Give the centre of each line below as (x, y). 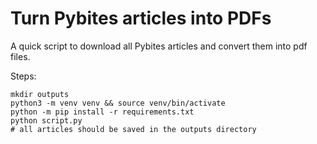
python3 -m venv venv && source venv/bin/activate (118, 103)
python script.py (46, 120)
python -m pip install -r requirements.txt (102, 112)
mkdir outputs (40, 94)
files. (20, 56)
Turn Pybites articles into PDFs (141, 18)
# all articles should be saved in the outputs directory (133, 129)
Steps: (23, 76)
